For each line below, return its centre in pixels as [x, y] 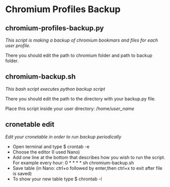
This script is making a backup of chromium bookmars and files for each [82, 40]
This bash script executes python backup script [55, 89]
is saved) [22, 173]
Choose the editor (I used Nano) [46, 152]
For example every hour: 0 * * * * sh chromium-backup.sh [73, 163]
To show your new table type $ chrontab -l [57, 179]
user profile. [18, 46]
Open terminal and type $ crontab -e [51, 146]
